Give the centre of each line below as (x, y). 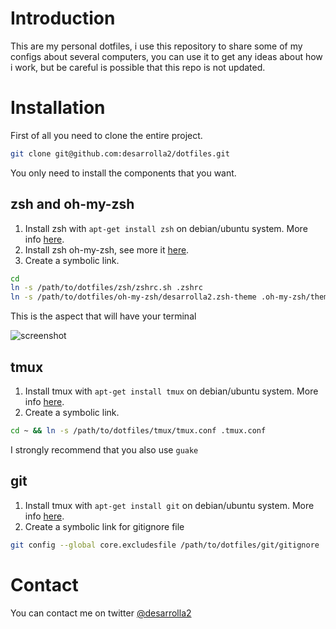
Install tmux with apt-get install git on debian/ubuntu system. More (169, 505)
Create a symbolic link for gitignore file (104, 526)
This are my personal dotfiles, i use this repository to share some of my (156, 46)
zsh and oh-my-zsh (72, 204)
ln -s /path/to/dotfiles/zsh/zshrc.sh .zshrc (106, 288)
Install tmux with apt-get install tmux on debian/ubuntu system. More (171, 391)
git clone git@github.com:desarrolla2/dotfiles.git (120, 153)
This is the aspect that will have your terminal (103, 316)
